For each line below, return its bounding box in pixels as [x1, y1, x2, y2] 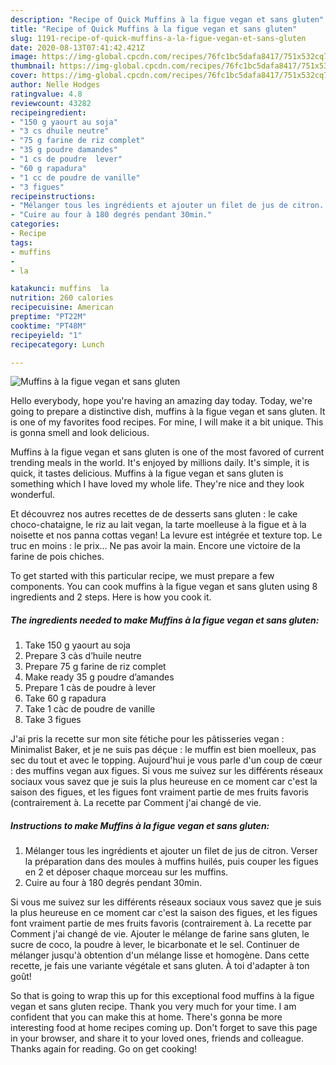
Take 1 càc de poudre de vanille [24, 703, 156, 715]
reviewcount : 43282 [10, 98, 92, 108]
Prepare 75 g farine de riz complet [24, 661, 167, 673]
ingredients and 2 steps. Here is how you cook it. [10, 591, 212, 603]
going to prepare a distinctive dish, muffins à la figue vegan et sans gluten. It [10, 406, 326, 418]
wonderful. [10, 489, 55, 501]
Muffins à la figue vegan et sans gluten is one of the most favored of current [10, 446, 325, 458]
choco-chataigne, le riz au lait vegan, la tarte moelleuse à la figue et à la [10, 519, 307, 531]
